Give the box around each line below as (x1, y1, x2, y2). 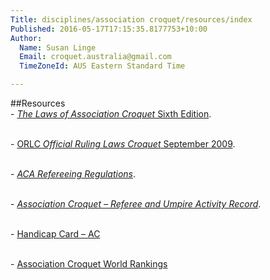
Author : (10, 33, 43, 43)
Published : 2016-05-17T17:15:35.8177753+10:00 (10, 24, 208, 34)
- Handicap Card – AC (10, 228, 101, 240)
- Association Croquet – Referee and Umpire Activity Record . (10, 198, 262, 210)
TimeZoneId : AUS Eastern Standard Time (19, 61, 186, 71)
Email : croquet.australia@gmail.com (19, 52, 172, 62)
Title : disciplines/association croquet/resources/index (10, 14, 253, 25)
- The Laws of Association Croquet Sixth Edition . (10, 108, 212, 120)
